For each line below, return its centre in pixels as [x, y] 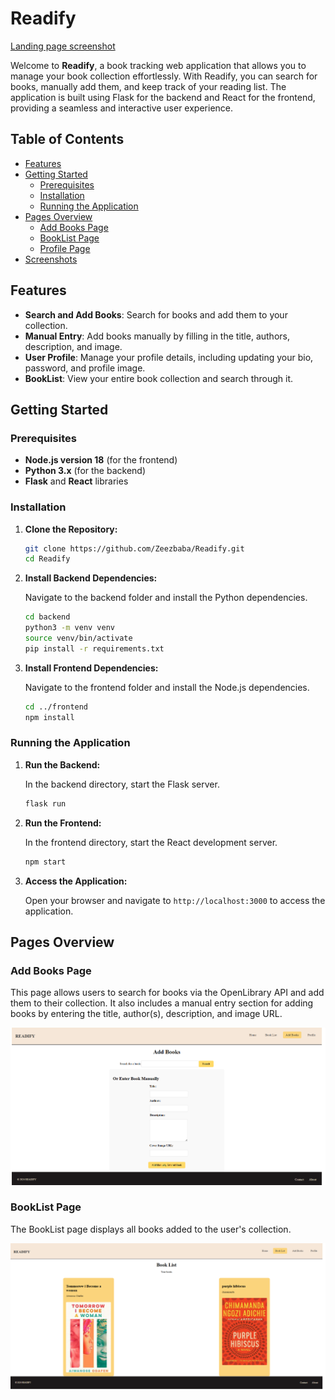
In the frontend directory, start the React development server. [151, 842]
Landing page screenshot [63, 46]
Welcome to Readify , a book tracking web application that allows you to [158, 65]
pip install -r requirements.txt [94, 648]
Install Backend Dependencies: [91, 578]
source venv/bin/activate [78, 638]
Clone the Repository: [71, 529]
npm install [49, 717]
